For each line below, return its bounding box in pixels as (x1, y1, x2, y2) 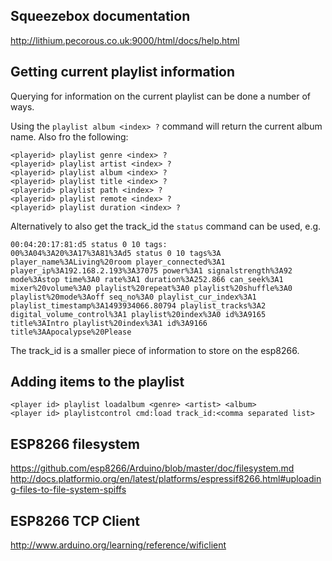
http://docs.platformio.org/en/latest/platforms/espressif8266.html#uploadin (10, 473, 322, 485)
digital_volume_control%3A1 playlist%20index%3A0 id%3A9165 (10, 309, 267, 319)
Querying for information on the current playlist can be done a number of (10, 90, 311, 102)
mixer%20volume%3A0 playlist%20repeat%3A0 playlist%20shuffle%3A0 (10, 283, 293, 293)
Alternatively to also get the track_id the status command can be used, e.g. (10, 220, 322, 232)
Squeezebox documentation (10, 8, 191, 25)
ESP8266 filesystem (10, 435, 141, 453)
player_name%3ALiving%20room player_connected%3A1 (10, 257, 226, 267)
